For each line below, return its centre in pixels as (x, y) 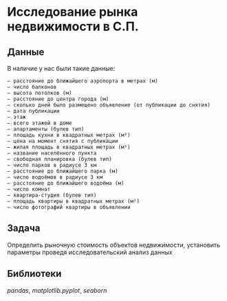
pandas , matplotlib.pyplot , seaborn (57, 290)
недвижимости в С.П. (73, 26)
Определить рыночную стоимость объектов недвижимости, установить (114, 245)
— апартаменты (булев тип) (46, 129)
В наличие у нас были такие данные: (61, 68)
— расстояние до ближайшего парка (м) (63, 171)
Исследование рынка (73, 12)
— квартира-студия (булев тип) (52, 195)
